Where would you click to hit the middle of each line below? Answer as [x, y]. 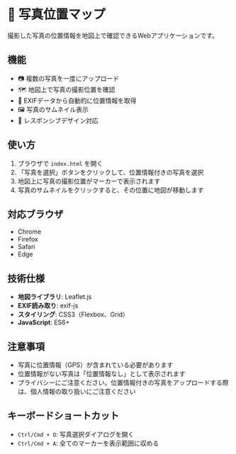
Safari [26, 247]
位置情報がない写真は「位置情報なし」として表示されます [101, 374]
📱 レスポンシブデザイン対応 [58, 120]
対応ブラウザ [35, 214]
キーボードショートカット [63, 416]
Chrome [29, 232]
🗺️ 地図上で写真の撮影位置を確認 [66, 89]
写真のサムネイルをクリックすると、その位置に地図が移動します [111, 190]
